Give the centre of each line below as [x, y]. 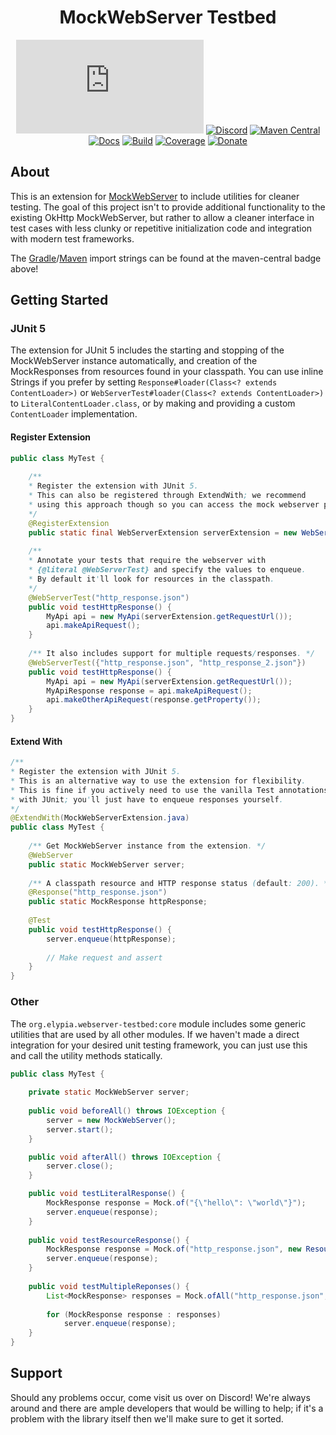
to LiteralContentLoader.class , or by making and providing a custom [153, 403]
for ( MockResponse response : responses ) [134, 1314]
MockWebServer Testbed [168, 17]
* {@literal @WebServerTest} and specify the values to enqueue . [167, 570]
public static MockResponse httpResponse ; [118, 902]
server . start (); [80, 1129]
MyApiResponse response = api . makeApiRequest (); [149, 691]
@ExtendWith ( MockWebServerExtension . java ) [100, 818]
